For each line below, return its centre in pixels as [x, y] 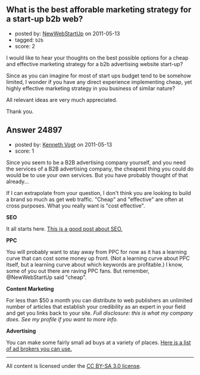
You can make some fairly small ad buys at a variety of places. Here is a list [99, 342]
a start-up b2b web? [45, 19]
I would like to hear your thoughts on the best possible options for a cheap [97, 58]
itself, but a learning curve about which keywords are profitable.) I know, [95, 264]
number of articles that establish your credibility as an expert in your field [96, 306]
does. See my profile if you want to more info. [62, 319]
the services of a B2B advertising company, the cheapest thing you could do [100, 169]
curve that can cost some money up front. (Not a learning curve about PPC [98, 258]
